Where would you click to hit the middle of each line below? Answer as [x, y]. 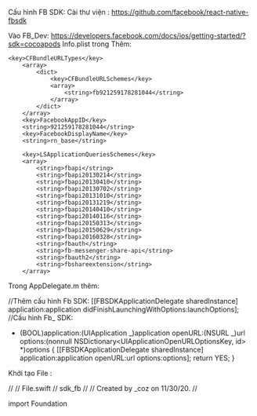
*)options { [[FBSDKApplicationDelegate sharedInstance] [111, 350]
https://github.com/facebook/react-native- [180, 12]
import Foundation [38, 403]
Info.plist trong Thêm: [97, 44]
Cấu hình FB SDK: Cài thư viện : [59, 12]
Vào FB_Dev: [29, 36]
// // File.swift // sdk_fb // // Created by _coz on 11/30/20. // [103, 388]
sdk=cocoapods [34, 44]
